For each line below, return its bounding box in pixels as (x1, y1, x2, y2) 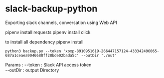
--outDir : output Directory (5, 67, 59, 73)
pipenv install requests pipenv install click (5, 29, 91, 35)
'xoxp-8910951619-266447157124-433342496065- (63, 48, 160, 53)
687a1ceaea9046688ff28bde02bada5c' (5, 53, 79, 58)
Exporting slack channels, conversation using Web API (5, 19, 117, 25)
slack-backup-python (5, 3, 98, 14)
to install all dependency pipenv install (5, 38, 84, 45)
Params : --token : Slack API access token (5, 61, 92, 67)
